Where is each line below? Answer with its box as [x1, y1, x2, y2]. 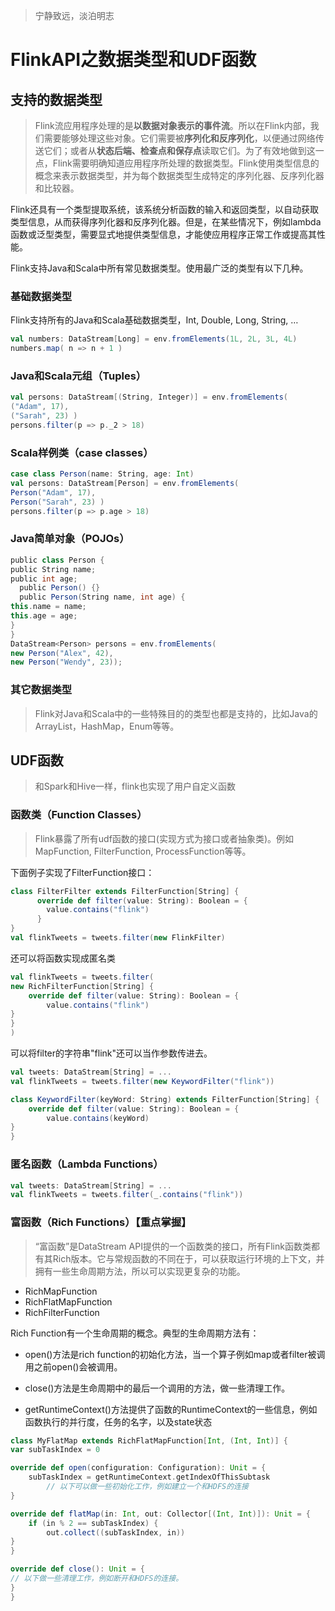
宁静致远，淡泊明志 [34, 10, 115, 21]
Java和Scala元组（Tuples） [10, 369, 147, 383]
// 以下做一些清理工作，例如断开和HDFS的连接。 [10, 1574, 184, 1584]
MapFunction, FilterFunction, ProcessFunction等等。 [34, 845, 252, 857]
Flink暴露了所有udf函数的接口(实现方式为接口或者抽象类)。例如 [34, 832, 295, 844]
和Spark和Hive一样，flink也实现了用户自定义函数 [34, 780, 236, 793]
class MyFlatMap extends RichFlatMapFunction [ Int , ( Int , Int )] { [10, 1435, 289, 1446]
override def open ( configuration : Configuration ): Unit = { [10, 1463, 267, 1473]
